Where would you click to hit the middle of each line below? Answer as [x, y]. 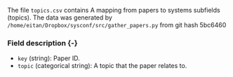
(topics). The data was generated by [60, 17]
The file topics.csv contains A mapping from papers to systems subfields [114, 10]
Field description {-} [43, 43]
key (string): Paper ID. [49, 58]
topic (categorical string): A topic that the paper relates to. [102, 66]
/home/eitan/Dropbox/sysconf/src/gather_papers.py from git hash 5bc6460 [117, 25]
